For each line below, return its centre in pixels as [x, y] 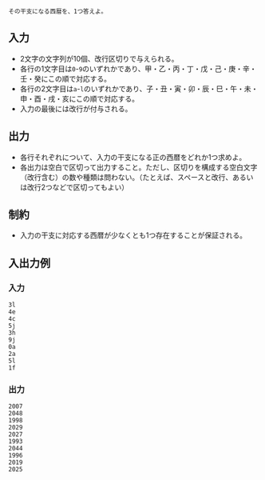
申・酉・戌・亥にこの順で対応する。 [79, 98]
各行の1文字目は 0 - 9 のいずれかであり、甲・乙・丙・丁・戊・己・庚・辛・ [138, 68]
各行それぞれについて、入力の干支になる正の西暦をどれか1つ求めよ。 [133, 157]
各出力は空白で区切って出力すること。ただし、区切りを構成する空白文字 [138, 167]
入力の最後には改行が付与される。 [76, 108]
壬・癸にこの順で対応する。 [65, 78]
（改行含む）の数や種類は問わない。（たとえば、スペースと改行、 [126, 177]
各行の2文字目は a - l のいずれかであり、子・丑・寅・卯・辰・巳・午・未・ [139, 88]
